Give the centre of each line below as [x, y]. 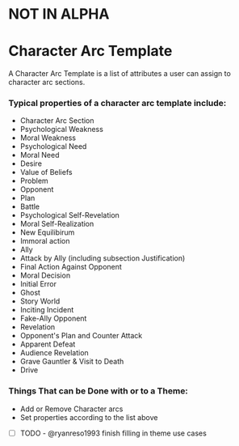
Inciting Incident [47, 310]
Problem [34, 181]
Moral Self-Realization [57, 224]
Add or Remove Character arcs [71, 409]
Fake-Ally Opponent [53, 319]
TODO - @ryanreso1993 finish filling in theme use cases [113, 433]
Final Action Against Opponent [71, 267]
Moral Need [40, 155]
